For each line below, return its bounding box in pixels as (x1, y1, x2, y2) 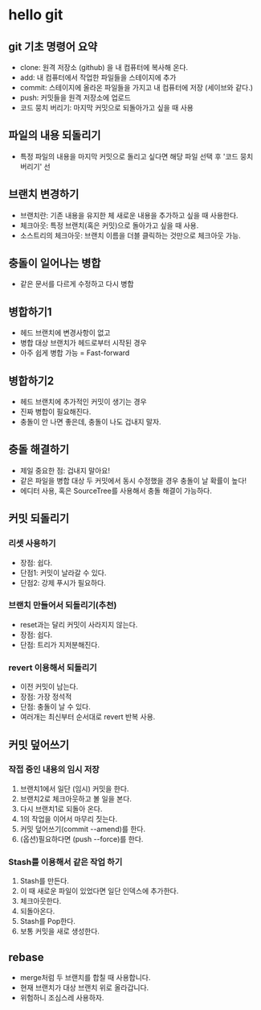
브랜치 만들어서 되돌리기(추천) (8, 600, 117, 611)
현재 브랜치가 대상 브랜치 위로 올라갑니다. (19, 983, 149, 992)
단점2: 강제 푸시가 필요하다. (19, 577, 106, 587)
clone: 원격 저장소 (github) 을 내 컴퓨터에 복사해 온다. (19, 63, 189, 72)
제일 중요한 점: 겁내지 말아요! (19, 466, 111, 475)
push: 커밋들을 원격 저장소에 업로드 (19, 93, 131, 102)
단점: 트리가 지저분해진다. (19, 640, 100, 649)
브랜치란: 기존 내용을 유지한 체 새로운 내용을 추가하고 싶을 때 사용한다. (19, 210, 239, 220)
